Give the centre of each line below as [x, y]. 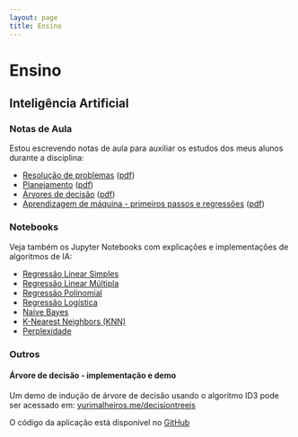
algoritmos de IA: [41, 256]
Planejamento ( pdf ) [58, 185]
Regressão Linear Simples [70, 274]
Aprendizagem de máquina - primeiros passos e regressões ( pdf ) [143, 204]
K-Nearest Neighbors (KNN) [74, 321]
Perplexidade [47, 331]
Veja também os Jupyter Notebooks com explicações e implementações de [149, 247]
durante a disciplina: [47, 158]
